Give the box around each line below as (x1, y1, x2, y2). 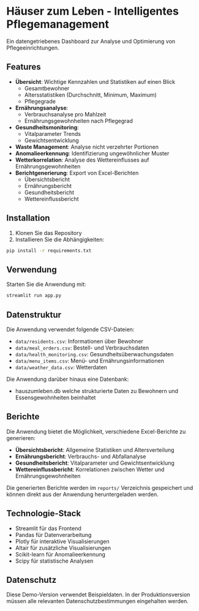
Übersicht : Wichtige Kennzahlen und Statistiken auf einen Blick (15, 78, 176, 85)
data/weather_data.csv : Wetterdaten (15, 363, 107, 371)
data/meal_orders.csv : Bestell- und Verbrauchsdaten (15, 344, 149, 351)
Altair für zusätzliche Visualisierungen (15, 544, 111, 552)
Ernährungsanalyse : (15, 104, 69, 111)
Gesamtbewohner (24, 84, 70, 92)
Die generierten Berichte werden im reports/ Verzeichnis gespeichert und (6, 484, 193, 491)
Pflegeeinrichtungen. (6, 44, 59, 51)
